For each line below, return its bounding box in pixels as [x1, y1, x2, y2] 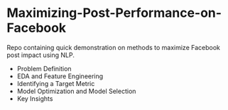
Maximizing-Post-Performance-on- [6, 5, 222, 21]
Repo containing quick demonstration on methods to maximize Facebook [6, 43, 221, 51]
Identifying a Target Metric [16, 79, 95, 87]
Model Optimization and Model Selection [16, 87, 136, 95]
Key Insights [16, 94, 53, 103]
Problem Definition [16, 64, 72, 73]
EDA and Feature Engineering [16, 72, 104, 80]
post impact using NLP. [6, 51, 75, 59]
